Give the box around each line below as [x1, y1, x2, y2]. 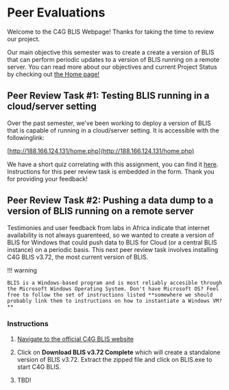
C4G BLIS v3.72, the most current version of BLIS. [7, 253, 149, 261]
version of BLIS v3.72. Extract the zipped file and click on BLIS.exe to [16, 355, 213, 363]
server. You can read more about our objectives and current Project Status [7, 62, 217, 71]
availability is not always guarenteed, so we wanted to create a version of [7, 231, 215, 239]
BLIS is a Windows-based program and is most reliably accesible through [7, 279, 223, 286]
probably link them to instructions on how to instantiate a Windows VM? [7, 297, 223, 304]
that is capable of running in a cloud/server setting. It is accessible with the [7, 126, 219, 135]
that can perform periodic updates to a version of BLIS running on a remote [7, 55, 219, 63]
